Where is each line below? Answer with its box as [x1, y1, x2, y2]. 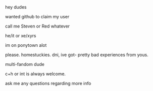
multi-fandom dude [5, 61, 45, 67]
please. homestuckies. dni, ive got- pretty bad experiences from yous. [5, 52, 149, 58]
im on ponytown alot [5, 42, 47, 48]
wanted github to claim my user [5, 14, 69, 19]
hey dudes [5, 4, 27, 10]
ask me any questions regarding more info [5, 81, 92, 86]
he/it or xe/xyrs [5, 33, 36, 38]
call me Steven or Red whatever [5, 23, 70, 29]
